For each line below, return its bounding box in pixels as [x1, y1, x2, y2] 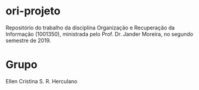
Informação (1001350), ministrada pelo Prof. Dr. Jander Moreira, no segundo [5, 30, 194, 37]
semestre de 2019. [5, 37, 51, 44]
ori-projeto [5, 4, 61, 18]
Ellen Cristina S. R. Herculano [5, 77, 78, 85]
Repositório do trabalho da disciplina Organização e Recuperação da [5, 24, 175, 31]
